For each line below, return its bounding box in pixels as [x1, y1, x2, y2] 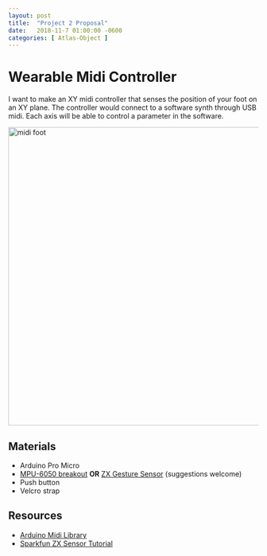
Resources [8, 509, 63, 523]
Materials [8, 439, 56, 453]
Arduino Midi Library [19, 530, 87, 539]
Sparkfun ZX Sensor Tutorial [19, 539, 114, 548]
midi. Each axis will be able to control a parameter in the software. [8, 111, 224, 121]
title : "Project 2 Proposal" [8, 19, 109, 27]
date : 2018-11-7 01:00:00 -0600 [8, 26, 123, 34]
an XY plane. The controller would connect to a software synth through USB [8, 103, 257, 112]
